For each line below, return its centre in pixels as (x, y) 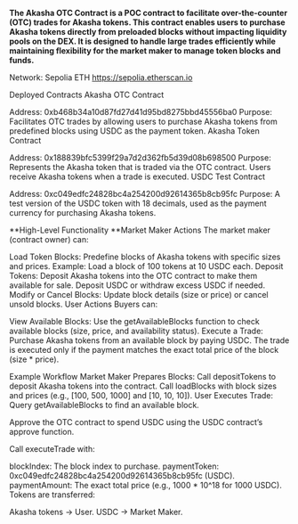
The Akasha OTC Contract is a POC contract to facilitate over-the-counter (148, 13)
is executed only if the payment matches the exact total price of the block (144, 350)
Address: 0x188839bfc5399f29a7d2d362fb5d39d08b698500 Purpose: (140, 158)
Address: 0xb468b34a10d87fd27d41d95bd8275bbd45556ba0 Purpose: (141, 112)
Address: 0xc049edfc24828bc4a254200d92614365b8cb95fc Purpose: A (145, 194)
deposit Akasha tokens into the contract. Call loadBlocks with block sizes (143, 386)
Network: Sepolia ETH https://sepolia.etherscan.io (101, 78)
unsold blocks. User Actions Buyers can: (84, 304)
